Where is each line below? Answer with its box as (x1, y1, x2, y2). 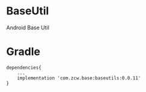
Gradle (6, 45, 41, 59)
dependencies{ (6, 65, 42, 70)
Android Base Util (6, 24, 50, 31)
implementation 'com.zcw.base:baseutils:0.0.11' (17, 75, 141, 81)
